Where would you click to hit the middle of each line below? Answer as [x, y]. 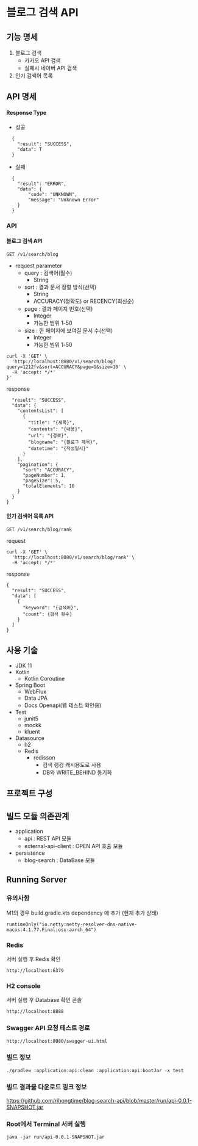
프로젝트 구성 [30, 793]
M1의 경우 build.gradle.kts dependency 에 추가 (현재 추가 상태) [82, 913]
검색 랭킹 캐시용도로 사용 [72, 764]
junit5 [31, 719]
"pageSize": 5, [42, 481]
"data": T [30, 149]
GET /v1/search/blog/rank [39, 529]
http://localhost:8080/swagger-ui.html [57, 1041]
